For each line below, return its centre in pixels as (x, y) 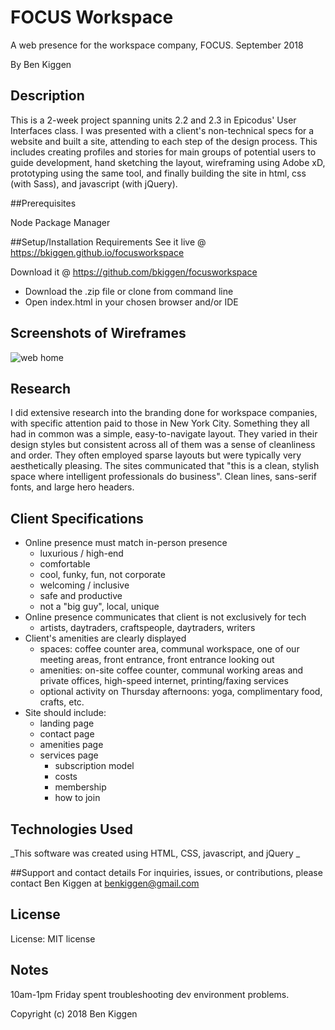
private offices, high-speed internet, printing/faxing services (164, 681)
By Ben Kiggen (41, 64)
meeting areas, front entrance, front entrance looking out (157, 660)
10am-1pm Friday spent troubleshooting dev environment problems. (150, 994)
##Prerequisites (43, 203)
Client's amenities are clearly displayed (105, 638)
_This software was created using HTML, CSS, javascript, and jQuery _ (155, 853)
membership (80, 787)
